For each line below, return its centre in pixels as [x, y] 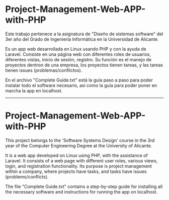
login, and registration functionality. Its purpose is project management [79, 166]
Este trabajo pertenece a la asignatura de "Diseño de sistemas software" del [84, 34]
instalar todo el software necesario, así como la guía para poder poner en [81, 85]
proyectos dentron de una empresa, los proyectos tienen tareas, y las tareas [84, 65]
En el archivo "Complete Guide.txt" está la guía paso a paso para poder [79, 80]
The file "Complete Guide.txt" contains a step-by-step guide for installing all [84, 186]
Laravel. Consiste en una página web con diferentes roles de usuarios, [78, 54]
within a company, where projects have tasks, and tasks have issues [76, 171]
